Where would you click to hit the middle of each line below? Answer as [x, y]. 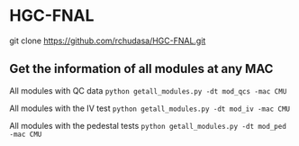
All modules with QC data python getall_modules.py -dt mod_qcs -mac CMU [148, 90]
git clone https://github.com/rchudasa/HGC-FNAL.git [108, 41]
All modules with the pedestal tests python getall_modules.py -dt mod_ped [148, 125]
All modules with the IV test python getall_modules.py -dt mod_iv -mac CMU [150, 108]
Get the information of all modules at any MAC [141, 69]
